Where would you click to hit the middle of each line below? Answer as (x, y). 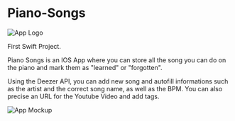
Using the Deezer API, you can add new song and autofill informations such (118, 81)
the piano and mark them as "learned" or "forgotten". (85, 67)
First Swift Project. (34, 46)
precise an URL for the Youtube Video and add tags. (83, 96)
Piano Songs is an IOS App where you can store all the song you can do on (117, 60)
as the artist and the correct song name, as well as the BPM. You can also (115, 88)
